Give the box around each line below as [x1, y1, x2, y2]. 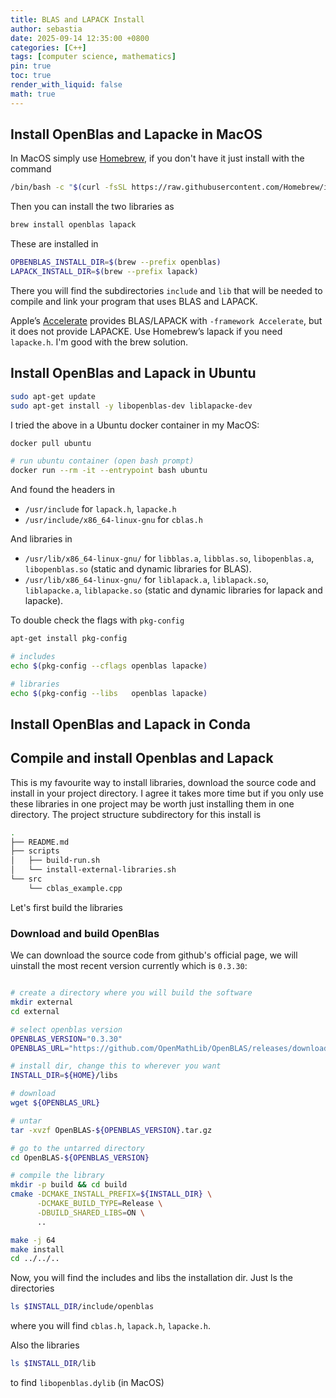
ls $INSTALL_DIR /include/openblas [10, 1302, 155, 1312]
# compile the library [10, 1171, 105, 1181]
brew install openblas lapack [10, 220, 137, 230]
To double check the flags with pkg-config [10, 614, 185, 626]
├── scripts [10, 846, 60, 856]
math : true [10, 89, 56, 99]
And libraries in [10, 533, 73, 545]
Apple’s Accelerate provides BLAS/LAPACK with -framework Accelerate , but [10, 314, 323, 326]
